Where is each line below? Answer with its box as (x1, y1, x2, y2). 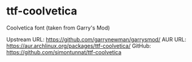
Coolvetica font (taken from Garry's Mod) (6, 24, 110, 31)
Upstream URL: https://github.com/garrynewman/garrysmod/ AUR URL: (6, 36, 187, 43)
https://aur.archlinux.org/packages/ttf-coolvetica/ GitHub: (6, 42, 151, 49)
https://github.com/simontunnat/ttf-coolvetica (6, 48, 122, 55)
